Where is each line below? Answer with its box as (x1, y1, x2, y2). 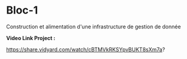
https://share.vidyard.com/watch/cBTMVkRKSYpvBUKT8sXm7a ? (6, 45, 166, 53)
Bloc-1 (6, 4, 38, 17)
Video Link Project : (6, 34, 55, 41)
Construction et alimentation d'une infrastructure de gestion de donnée (6, 23, 181, 30)
